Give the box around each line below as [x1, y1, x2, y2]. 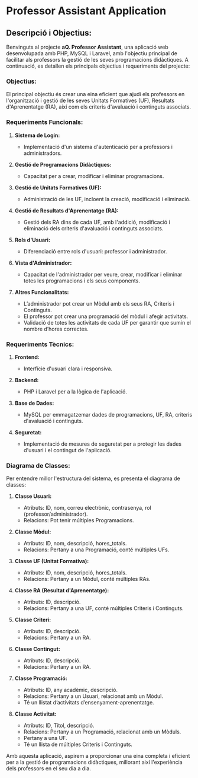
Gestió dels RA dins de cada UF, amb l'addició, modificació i [23, 218, 170, 226]
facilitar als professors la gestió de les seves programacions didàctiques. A [6, 56, 189, 63]
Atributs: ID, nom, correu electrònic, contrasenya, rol [23, 504, 152, 512]
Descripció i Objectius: [6, 28, 92, 38]
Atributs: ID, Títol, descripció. [23, 722, 95, 729]
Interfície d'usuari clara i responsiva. [23, 365, 113, 372]
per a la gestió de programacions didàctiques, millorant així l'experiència [6, 758, 183, 766]
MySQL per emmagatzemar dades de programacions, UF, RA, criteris [23, 411, 193, 418]
